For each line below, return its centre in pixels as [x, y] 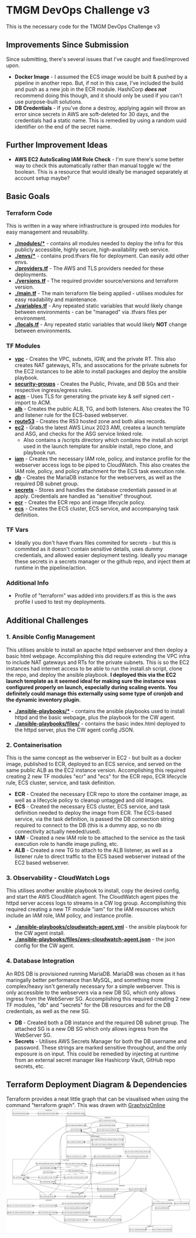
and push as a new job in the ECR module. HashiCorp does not [90, 89]
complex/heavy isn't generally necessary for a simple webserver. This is [93, 986]
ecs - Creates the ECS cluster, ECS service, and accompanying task [97, 508]
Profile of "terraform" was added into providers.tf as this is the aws [95, 596]
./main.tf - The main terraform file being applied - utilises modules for [99, 294]
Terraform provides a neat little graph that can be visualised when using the [97, 1099]
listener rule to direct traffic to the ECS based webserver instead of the [100, 856]
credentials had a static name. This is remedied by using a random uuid [101, 120]
